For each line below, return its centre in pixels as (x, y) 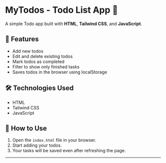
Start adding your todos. (37, 145)
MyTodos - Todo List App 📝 (62, 10)
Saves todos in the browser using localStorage (60, 72)
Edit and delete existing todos (42, 56)
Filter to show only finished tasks (46, 66)
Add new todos (28, 51)
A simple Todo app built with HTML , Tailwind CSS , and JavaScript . (74, 24)
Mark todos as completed (38, 62)
